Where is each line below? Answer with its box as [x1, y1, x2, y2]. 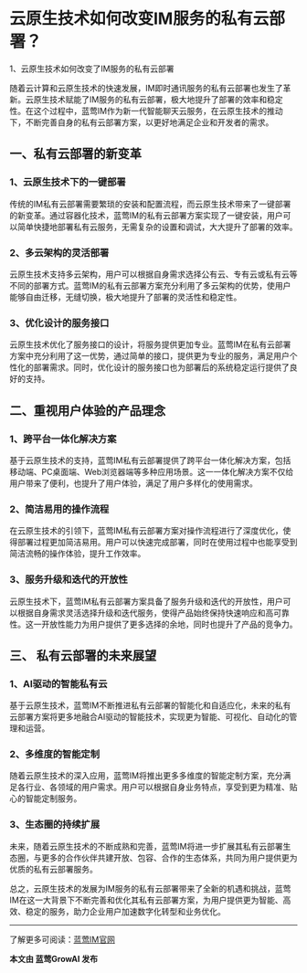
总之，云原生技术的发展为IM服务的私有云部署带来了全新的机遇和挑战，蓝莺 [9, 883, 291, 894]
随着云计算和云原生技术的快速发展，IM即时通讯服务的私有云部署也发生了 [9, 82, 283, 93]
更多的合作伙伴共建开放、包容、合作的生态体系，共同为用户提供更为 [40, 851, 298, 863]
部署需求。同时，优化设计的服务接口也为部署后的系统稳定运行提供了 [33, 362, 290, 373]
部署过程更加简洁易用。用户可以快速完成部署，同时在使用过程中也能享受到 [16, 536, 298, 548]
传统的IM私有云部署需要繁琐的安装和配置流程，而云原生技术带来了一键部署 [9, 198, 291, 209]
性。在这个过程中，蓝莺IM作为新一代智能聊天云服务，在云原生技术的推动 [9, 105, 283, 116]
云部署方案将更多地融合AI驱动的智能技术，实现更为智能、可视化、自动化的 [9, 712, 290, 723]
